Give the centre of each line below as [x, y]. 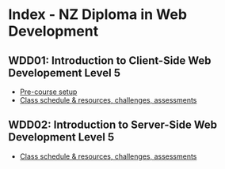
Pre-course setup [48, 92]
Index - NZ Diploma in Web [98, 15]
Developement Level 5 [65, 73]
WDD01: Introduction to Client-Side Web [110, 60]
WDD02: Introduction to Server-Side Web [113, 125]
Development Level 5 [61, 137]
